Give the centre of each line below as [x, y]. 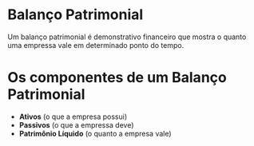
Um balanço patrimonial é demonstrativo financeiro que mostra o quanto [127, 37]
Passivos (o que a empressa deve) [76, 124]
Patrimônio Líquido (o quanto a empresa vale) [95, 133]
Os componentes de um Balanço [117, 78]
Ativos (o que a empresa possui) [73, 116]
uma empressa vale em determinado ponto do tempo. [96, 45]
